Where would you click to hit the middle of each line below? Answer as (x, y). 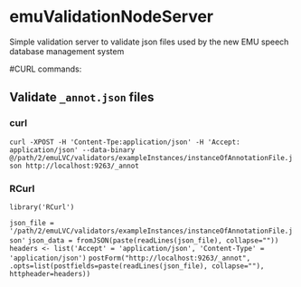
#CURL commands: (46, 69)
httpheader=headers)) (50, 273)
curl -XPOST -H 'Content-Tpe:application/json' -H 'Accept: (125, 142)
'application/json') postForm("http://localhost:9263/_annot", (130, 258)
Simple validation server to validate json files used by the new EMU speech (149, 42)
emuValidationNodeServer (112, 17)
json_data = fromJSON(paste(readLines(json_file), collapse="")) (153, 240)
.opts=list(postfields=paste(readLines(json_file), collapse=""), (137, 266)
